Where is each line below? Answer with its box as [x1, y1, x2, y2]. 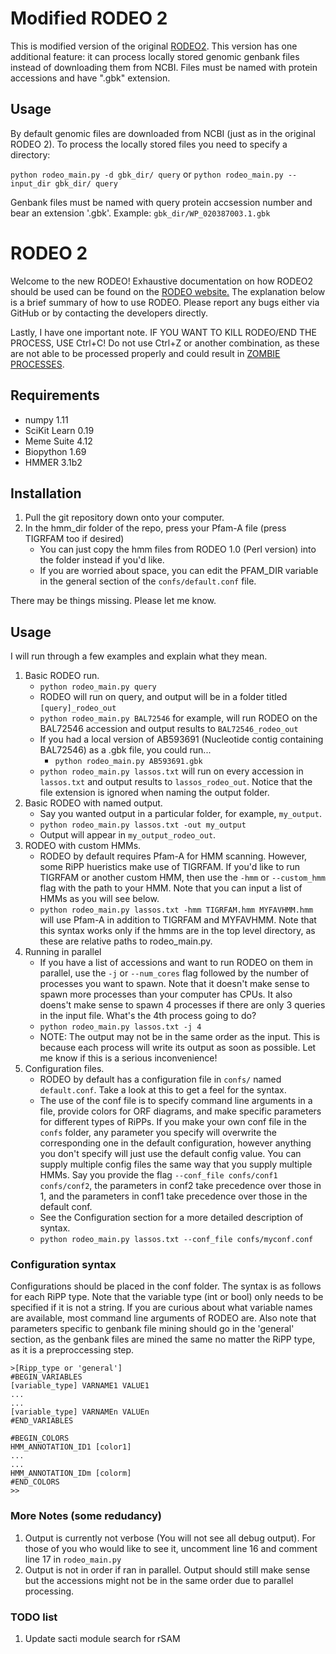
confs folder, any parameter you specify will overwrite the [39, 1127, 278, 1139]
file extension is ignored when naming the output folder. [39, 787, 270, 799]
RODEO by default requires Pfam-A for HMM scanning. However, [39, 850, 308, 862]
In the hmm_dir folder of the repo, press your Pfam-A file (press [24, 522, 287, 534]
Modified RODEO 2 [10, 7, 168, 30]
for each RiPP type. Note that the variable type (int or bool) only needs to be [10, 1291, 324, 1303]
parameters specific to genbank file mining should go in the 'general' [10, 1323, 295, 1335]
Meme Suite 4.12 [24, 435, 93, 447]
